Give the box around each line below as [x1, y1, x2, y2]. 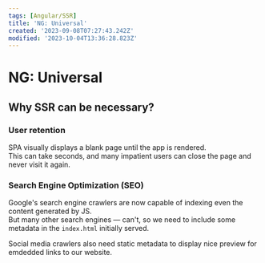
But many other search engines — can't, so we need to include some [8, 215, 236, 225]
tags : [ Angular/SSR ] [8, 11, 78, 20]
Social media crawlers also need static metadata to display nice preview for [8, 239, 258, 249]
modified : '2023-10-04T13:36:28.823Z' [8, 34, 138, 42]
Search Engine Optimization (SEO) [8, 180, 144, 191]
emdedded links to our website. [8, 248, 113, 257]
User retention [8, 124, 66, 136]
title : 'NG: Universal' [8, 19, 88, 27]
